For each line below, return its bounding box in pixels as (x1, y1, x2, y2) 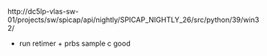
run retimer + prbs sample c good (18, 39, 131, 48)
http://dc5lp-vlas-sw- (7, 7, 79, 16)
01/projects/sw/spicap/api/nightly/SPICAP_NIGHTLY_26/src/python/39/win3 (7, 15, 260, 24)
